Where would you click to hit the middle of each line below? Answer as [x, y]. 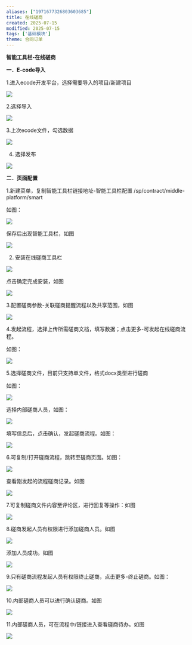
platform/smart [24, 197]
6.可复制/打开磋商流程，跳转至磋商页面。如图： [64, 457]
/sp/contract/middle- [159, 191]
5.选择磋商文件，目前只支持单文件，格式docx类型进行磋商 [77, 373]
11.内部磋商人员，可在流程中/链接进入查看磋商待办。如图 [75, 624]
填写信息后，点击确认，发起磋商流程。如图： [61, 433]
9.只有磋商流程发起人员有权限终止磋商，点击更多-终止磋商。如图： [88, 577]
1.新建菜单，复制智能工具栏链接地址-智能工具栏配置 [69, 191]
